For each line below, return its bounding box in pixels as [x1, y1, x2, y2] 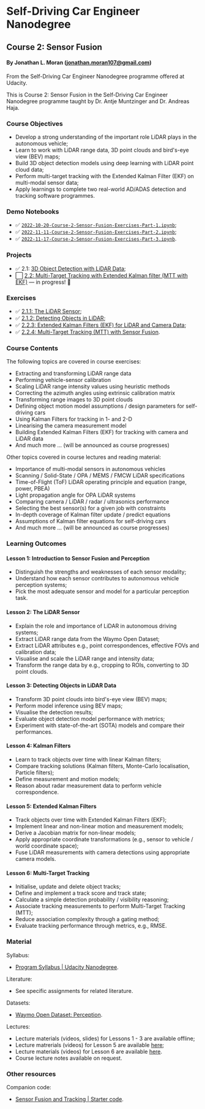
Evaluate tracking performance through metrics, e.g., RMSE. [15, 922, 167, 930]
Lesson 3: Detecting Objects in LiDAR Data [6, 682, 117, 689]
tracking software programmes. [15, 192, 95, 200]
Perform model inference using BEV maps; [15, 702, 123, 709]
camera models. [15, 855, 56, 863]
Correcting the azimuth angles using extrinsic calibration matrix [15, 389, 176, 397]
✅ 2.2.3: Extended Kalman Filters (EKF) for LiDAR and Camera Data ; [15, 321, 187, 329]
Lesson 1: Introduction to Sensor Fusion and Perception [6, 554, 150, 562]
